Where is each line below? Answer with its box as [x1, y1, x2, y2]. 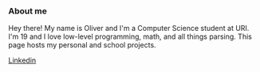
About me [8, 6, 48, 17]
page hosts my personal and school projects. [8, 40, 157, 50]
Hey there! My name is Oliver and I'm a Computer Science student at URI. [8, 24, 250, 33]
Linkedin [8, 55, 37, 65]
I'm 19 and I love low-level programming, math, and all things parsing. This [8, 32, 253, 41]
